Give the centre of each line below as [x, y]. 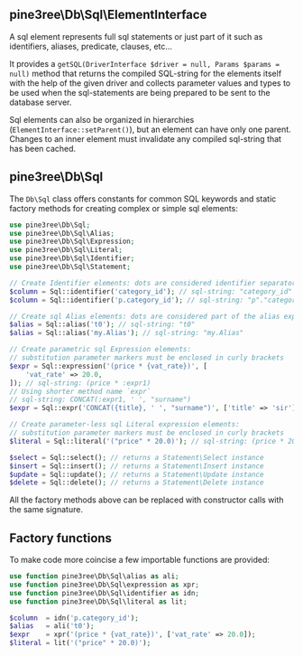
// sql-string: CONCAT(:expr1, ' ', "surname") [101, 400]
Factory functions [61, 538]
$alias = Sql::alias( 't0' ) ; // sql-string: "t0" [102, 324]
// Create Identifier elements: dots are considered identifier [133, 283]
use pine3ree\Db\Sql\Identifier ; [72, 258]
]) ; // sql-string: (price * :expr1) [80, 383]
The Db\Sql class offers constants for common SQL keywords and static [143, 199]
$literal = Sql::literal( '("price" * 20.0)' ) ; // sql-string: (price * [147, 441]
